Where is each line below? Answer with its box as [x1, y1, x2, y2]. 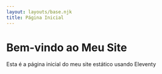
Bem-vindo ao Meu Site [6, 41, 127, 55]
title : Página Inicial [6, 15, 64, 21]
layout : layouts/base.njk [6, 8, 72, 15]
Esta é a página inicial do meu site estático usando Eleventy [6, 61, 157, 68]
